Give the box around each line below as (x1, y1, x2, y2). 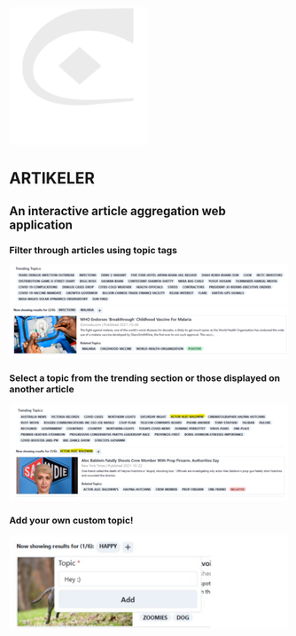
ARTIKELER (9, 168, 96, 189)
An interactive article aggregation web (9, 203, 226, 219)
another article (9, 384, 74, 396)
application (9, 217, 74, 232)
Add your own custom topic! (9, 515, 134, 527)
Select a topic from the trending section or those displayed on (9, 372, 281, 384)
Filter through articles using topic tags (9, 244, 178, 256)
